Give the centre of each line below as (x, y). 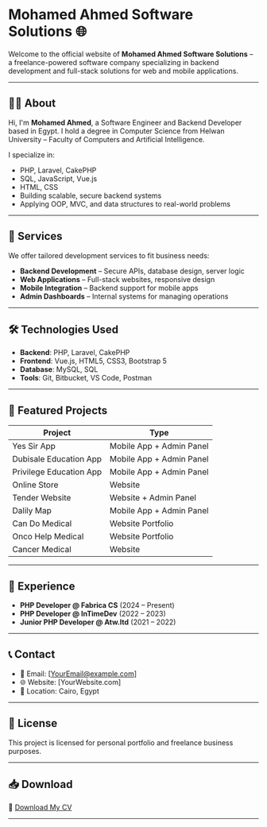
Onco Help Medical (48, 536)
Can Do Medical (42, 524)
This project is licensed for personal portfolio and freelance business (121, 742)
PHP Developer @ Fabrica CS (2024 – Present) (97, 605)
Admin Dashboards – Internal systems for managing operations (124, 296)
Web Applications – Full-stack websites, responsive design (117, 279)
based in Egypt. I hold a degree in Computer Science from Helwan (116, 131)
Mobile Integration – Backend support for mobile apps (109, 288)
